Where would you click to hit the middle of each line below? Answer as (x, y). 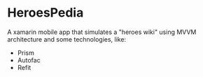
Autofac (29, 60)
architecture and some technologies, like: (67, 39)
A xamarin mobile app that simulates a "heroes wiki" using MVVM (102, 32)
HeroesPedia (45, 13)
